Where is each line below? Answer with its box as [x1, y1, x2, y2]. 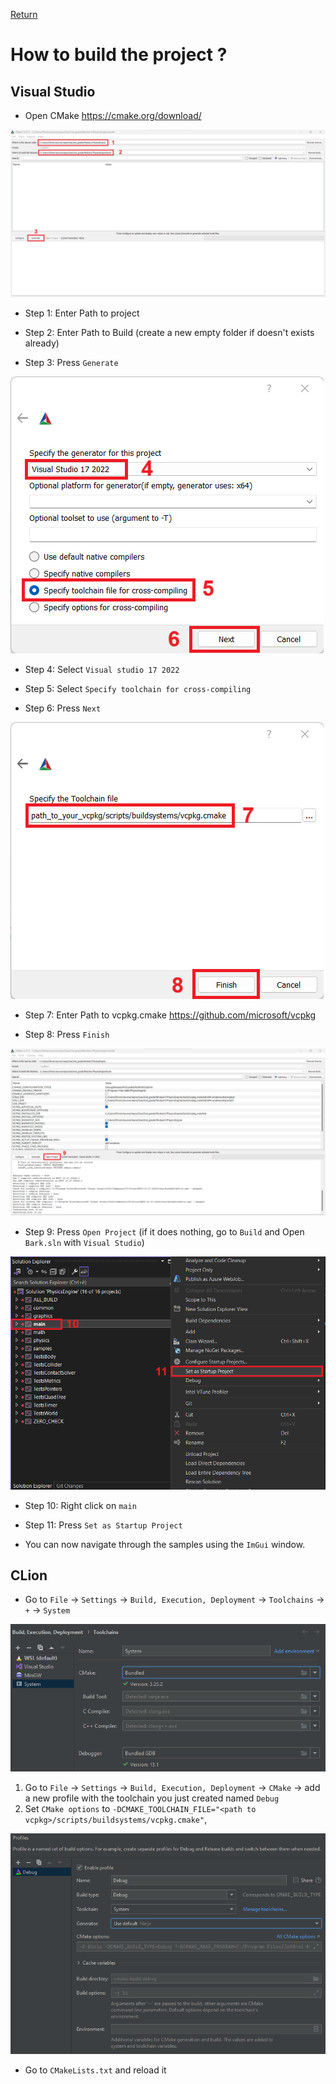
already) [24, 337, 60, 349]
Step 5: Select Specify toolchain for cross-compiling [24, 682, 252, 694]
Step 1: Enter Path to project [24, 307, 140, 319]
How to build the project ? [10, 44, 228, 66]
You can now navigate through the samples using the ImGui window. [24, 1538, 306, 1550]
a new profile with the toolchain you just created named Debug [24, 1792, 280, 1804]
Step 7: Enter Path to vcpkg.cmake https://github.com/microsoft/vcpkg [24, 1009, 317, 1021]
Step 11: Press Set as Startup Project [24, 1519, 183, 1531]
